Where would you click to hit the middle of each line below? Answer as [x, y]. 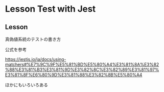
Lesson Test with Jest [50, 9]
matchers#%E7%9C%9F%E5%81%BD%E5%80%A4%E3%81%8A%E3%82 [82, 64]
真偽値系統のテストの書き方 [33, 39]
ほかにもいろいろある [26, 85]
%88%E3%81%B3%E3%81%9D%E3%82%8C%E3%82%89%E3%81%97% [82, 70]
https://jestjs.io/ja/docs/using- [35, 59]
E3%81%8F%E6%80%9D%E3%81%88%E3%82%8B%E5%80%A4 [74, 75]
